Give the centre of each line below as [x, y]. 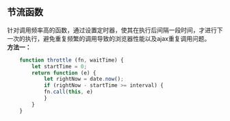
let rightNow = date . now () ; [84, 79]
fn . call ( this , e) [68, 92]
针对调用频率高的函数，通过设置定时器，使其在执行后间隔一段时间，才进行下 [115, 30]
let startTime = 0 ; [60, 66]
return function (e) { [64, 73]
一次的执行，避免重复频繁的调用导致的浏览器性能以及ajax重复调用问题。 [109, 38]
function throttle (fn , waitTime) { [72, 60]
